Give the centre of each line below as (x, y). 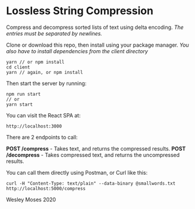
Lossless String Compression (80, 11)
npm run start (24, 94)
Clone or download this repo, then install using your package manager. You (97, 45)
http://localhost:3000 (34, 126)
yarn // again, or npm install (45, 72)
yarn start (19, 105)
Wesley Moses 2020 (31, 200)
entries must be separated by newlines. (54, 33)
